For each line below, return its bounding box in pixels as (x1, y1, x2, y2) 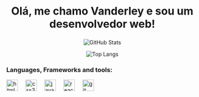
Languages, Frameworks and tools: (6, 65, 113, 74)
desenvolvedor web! (49, 17, 155, 31)
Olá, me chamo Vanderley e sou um (11, 4, 194, 18)
